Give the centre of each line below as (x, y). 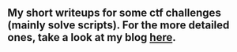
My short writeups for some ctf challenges (115, 13)
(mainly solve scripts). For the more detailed (118, 26)
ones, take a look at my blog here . (92, 37)
